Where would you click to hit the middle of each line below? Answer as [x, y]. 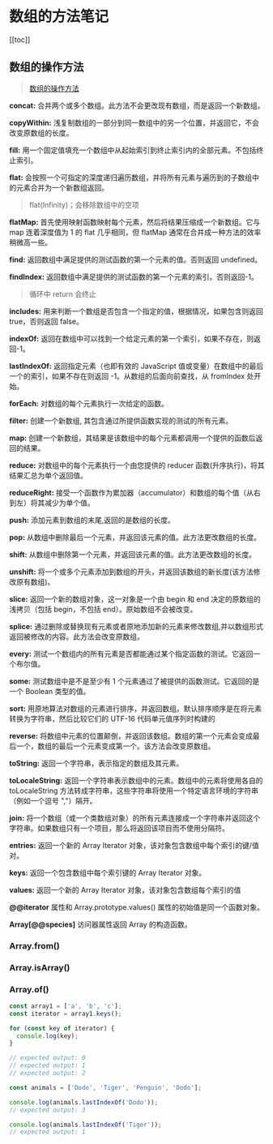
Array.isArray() [40, 967]
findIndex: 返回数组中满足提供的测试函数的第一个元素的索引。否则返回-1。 [134, 276]
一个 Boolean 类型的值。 [50, 691]
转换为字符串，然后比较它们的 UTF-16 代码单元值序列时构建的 [112, 718]
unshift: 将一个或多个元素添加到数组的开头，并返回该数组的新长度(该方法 [131, 572]
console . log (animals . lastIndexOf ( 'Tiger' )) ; [85, 1125]
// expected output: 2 [47, 1073]
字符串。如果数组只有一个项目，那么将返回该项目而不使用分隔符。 [119, 828]
